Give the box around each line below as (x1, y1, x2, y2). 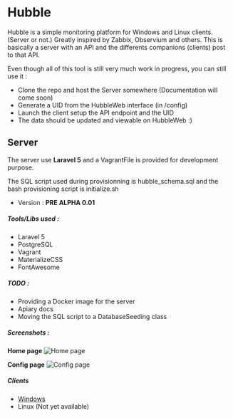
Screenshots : (7, 328, 50, 337)
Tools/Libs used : (7, 214, 59, 223)
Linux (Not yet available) (17, 402, 90, 410)
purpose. (7, 163, 34, 172)
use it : (7, 72, 27, 80)
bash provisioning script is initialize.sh (7, 184, 119, 193)
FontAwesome (17, 263, 61, 271)
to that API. (7, 51, 41, 59)
